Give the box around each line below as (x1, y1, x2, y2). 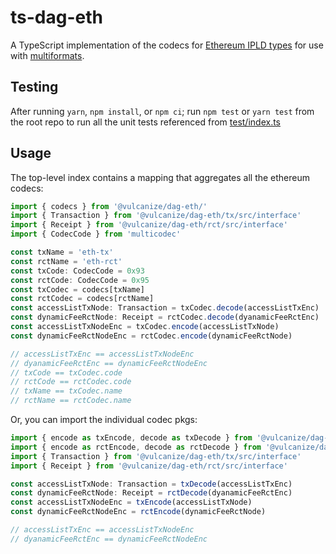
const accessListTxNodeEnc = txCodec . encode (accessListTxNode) (10, 322, 280, 332)
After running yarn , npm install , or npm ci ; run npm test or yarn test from (10, 105, 315, 117)
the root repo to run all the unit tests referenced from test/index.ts (10, 116, 282, 128)
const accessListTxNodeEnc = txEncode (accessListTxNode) (10, 497, 253, 508)
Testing (10, 79, 59, 96)
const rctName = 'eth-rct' (10, 256, 123, 266)
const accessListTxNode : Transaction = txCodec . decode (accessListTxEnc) (10, 303, 320, 313)
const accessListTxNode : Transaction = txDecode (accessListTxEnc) (10, 479, 293, 489)
